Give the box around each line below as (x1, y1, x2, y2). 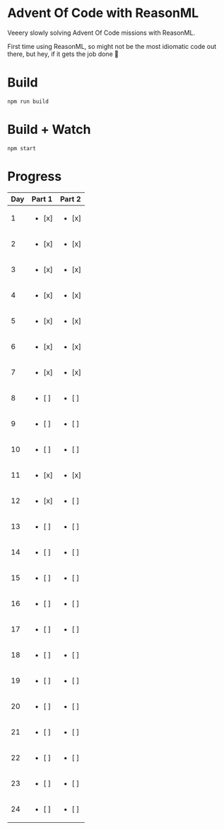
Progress (7, 169, 62, 184)
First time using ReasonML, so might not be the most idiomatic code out (7, 42, 217, 50)
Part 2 (59, 194, 81, 203)
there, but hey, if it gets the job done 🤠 (7, 50, 119, 58)
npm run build (7, 98, 49, 105)
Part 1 (31, 194, 53, 203)
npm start (7, 145, 37, 152)
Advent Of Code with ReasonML (7, 5, 199, 21)
